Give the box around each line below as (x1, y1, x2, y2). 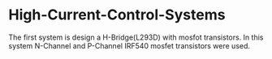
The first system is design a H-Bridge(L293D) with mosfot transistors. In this (8, 32, 264, 42)
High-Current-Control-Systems (8, 6, 226, 24)
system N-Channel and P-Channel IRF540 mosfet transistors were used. (8, 40, 250, 50)
